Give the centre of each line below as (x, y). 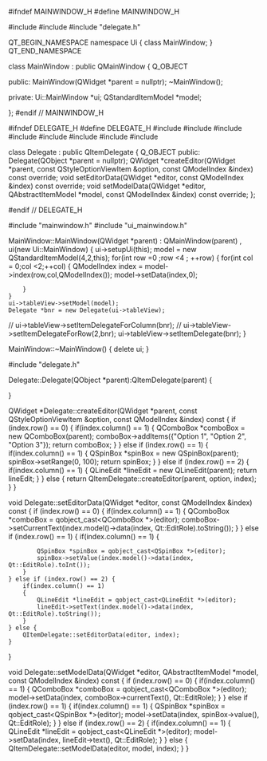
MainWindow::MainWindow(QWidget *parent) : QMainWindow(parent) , (125, 241)
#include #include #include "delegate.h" (75, 27)
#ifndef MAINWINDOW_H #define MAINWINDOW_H (94, 12)
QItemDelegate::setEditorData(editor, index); (101, 635)
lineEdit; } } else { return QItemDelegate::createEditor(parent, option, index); (132, 479)
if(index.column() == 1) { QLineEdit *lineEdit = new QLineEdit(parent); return (133, 470)
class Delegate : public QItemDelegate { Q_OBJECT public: (104, 152)
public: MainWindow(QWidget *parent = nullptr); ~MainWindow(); (116, 82)
